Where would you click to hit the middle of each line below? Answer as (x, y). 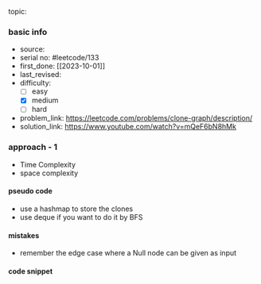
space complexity (49, 173)
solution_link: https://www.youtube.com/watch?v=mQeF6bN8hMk (128, 127)
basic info (28, 32)
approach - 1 (33, 148)
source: (32, 49)
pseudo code (31, 191)
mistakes (24, 235)
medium (45, 100)
